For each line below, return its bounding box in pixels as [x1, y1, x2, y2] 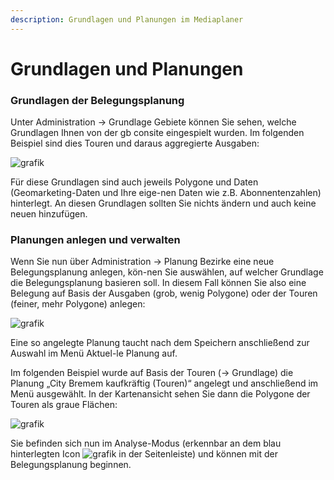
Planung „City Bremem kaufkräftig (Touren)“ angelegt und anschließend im [10, 377, 319, 390]
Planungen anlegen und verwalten [10, 233, 181, 247]
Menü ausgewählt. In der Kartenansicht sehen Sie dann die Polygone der [10, 388, 311, 400]
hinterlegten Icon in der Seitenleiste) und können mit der [10, 448, 278, 460]
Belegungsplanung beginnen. [10, 459, 132, 471]
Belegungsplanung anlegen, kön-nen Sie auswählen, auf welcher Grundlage [10, 266, 324, 278]
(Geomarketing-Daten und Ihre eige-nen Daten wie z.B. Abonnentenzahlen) [10, 187, 322, 199]
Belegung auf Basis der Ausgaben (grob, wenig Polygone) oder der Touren [10, 287, 318, 300]
